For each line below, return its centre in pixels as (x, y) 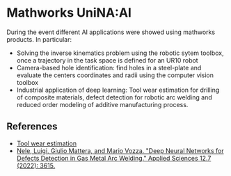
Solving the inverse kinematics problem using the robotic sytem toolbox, (120, 53)
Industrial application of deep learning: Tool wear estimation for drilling (118, 90)
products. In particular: (39, 39)
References (32, 127)
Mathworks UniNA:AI (69, 13)
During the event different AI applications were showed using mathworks (111, 32)
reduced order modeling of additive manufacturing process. (102, 104)
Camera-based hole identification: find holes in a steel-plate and (109, 67)
